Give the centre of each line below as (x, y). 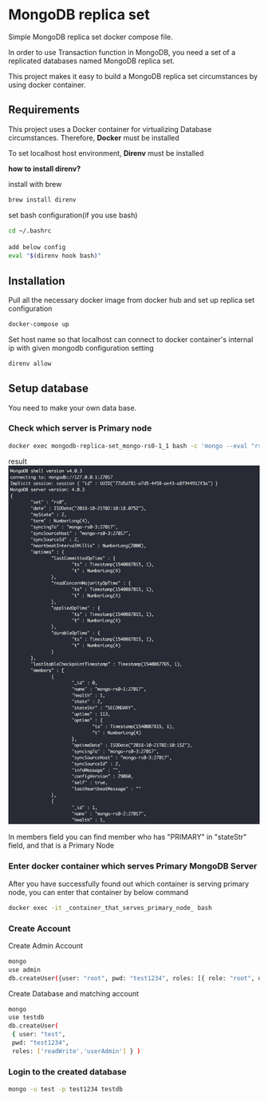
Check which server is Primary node (80, 428)
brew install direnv (43, 200)
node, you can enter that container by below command (99, 892)
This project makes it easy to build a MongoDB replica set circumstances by (133, 76)
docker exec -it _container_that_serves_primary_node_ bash (110, 908)
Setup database (49, 389)
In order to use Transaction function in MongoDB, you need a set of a (122, 52)
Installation (37, 281)
